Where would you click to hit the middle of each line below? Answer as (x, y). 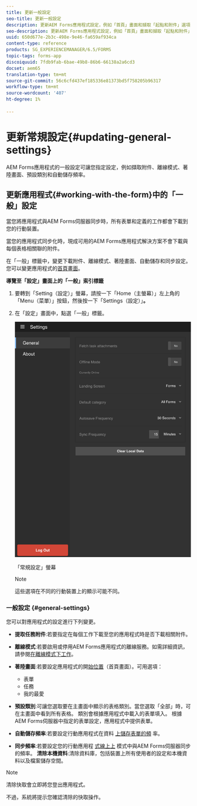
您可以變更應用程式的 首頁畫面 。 (45, 268)
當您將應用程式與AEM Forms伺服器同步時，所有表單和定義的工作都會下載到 (97, 221)
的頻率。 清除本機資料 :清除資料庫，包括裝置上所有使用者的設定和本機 (98, 754)
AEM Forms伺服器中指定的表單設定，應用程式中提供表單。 (85, 721)
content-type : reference (36, 44)
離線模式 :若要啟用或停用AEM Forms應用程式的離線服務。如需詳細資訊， (101, 647)
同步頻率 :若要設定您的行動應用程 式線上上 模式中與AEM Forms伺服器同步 (103, 746)
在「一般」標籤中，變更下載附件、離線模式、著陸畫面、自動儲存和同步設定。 (98, 261)
